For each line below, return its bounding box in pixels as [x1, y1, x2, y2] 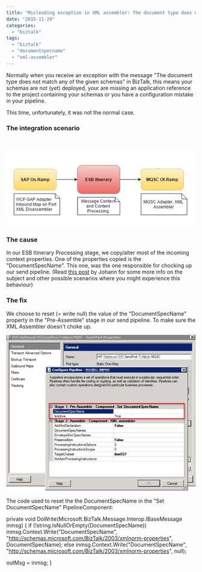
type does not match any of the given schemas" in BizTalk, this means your [6, 78, 193, 85]
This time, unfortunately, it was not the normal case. [6, 108, 135, 116]
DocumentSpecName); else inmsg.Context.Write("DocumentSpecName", [6, 541, 187, 548]
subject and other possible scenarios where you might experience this [6, 275, 180, 282]
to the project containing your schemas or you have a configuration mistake [6, 90, 194, 98]
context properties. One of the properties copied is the [6, 256, 142, 263]
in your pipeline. [6, 97, 46, 104]
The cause [6, 236, 38, 244]
